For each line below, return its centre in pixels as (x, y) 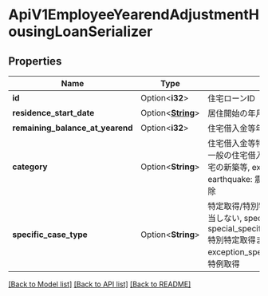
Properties (35, 61)
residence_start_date (53, 113)
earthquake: (230, 179)
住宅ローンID (231, 99)
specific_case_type (50, 235)
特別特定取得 (231, 240)
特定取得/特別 (233, 206)
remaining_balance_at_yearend (73, 128)
